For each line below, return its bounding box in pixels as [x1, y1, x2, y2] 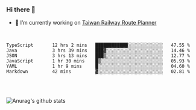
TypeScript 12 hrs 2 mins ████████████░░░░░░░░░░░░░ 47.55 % [6, 42, 190, 49]
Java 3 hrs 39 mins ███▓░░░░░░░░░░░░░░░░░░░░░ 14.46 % [6, 47, 190, 53]
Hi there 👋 [6, 5, 36, 14]
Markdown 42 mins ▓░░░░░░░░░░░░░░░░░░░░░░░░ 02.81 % [6, 69, 190, 75]
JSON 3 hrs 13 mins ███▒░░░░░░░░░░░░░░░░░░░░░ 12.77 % [6, 53, 190, 59]
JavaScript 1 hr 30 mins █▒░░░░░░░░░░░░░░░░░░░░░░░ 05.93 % [6, 58, 190, 64]
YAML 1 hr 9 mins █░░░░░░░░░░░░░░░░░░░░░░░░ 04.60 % [6, 63, 190, 70]
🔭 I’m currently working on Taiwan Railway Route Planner [14, 19, 157, 26]
